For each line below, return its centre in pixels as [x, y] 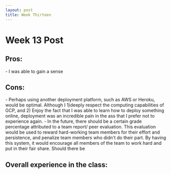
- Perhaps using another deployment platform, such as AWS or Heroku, [80, 100]
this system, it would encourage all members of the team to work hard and [83, 143]
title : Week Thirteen [28, 15]
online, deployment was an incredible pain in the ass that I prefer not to [80, 116]
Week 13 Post [34, 40]
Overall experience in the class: [57, 165]
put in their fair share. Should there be [45, 148]
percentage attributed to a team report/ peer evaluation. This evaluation [81, 127]
